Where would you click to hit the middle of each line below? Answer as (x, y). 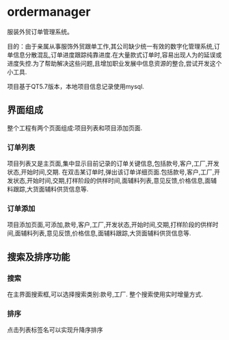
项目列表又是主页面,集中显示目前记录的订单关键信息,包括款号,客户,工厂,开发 (113, 164)
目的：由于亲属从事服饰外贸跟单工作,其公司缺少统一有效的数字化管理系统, (111, 46)
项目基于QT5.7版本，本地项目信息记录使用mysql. (76, 86)
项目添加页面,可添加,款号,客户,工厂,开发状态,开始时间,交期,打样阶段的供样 (110, 225)
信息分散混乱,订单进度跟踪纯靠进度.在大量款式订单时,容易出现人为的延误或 (117, 55)
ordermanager (49, 12)
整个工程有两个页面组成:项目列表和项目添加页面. (75, 128)
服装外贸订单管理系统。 (40, 31)
